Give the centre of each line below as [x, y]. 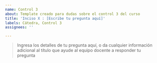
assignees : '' [19, 27]
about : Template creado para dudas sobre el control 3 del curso [72, 14]
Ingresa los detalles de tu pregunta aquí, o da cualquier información [85, 45]
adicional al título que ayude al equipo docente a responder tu [79, 50]
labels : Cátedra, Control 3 [34, 23]
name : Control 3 [21, 9]
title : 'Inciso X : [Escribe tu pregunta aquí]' [55, 18]
